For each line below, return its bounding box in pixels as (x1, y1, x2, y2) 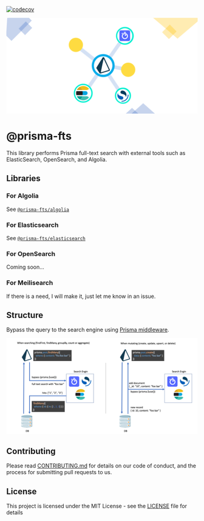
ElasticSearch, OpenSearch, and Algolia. (6, 156, 107, 163)
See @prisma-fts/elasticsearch (6, 234, 86, 241)
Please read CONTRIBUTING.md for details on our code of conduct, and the (6, 462, 196, 469)
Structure (6, 310, 44, 320)
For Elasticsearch (6, 221, 59, 229)
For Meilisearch (6, 278, 53, 287)
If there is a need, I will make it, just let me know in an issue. (6, 292, 156, 300)
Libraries (6, 173, 41, 184)
